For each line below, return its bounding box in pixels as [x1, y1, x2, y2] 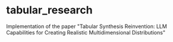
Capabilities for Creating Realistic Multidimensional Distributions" [6, 29, 165, 36]
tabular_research [6, 3, 93, 17]
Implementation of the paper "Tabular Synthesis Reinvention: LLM [6, 23, 168, 30]
